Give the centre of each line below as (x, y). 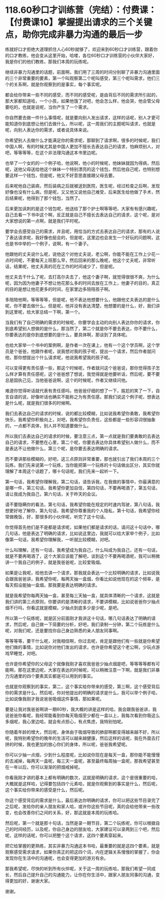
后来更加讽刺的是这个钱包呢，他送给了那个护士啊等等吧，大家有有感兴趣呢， (82, 208)
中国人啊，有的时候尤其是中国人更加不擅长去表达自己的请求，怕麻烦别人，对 (82, 146)
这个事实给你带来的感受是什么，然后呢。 (46, 790)
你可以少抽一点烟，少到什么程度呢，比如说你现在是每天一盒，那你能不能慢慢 (82, 755)
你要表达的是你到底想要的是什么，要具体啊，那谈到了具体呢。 (68, 335)
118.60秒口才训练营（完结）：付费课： (81, 10)
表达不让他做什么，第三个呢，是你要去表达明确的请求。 (65, 448)
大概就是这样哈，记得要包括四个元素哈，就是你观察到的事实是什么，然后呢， (82, 783)
